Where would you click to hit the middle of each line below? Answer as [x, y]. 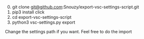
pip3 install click [28, 12]
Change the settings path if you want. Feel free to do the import [68, 32]
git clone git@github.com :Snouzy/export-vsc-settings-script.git [75, 7]
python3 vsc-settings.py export [43, 22]
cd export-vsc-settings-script [42, 17]
